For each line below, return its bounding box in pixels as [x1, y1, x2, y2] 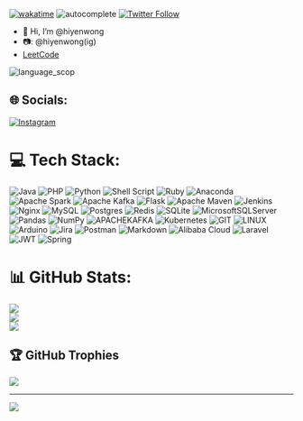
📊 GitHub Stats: [9, 267, 133, 288]
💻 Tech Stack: [9, 150, 121, 170]
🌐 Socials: [9, 93, 69, 108]
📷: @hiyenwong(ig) [22, 36, 96, 47]
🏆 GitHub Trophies [9, 348, 120, 363]
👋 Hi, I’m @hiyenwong [22, 26, 105, 36]
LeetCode [22, 50, 60, 59]
